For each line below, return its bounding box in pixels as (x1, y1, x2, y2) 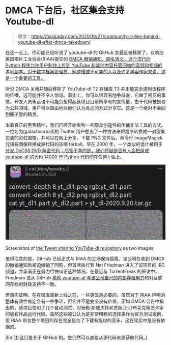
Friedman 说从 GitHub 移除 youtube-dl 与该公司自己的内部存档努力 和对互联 (5, 274, 163, 280)
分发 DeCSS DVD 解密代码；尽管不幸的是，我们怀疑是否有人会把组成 (5, 147, 149, 153)
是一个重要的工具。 (5, 75, 46, 81)
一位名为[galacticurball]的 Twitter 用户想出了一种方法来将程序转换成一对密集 (5, 128, 165, 134)
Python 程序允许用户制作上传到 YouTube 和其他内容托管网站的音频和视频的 (5, 62, 163, 68)
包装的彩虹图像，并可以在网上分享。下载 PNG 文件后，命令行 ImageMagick (5, 134, 163, 140)
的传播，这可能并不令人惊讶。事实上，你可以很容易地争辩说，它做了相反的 (5, 92, 161, 98)
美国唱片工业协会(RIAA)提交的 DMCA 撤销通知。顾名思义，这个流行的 (5, 55, 151, 62)
